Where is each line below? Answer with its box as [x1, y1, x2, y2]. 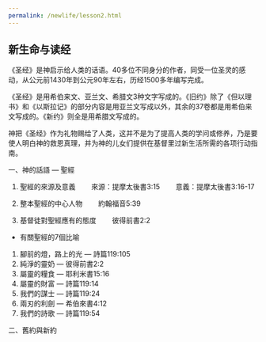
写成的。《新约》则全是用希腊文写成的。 [14, 112, 144, 121]
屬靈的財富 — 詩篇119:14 [19, 279, 99, 289]
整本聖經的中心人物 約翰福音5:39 [19, 199, 141, 208]
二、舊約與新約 [8, 325, 57, 335]
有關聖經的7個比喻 [19, 233, 80, 242]
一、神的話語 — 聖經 [8, 165, 75, 175]
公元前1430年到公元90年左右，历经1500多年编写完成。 [28, 75, 208, 85]
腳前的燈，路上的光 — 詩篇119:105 [19, 249, 131, 259]
